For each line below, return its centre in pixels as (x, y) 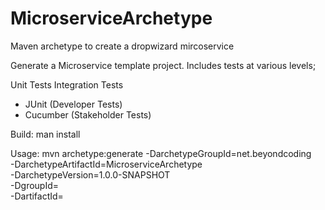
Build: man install (45, 134)
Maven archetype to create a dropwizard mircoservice (122, 46)
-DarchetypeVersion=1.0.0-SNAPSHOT (90, 174)
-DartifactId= (37, 196)
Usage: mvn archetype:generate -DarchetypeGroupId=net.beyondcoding (161, 153)
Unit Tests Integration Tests (67, 84)
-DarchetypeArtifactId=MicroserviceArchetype (106, 164)
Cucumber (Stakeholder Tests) (88, 114)
